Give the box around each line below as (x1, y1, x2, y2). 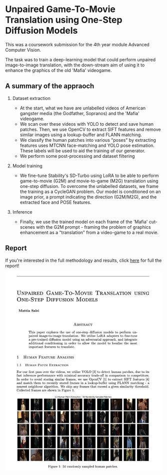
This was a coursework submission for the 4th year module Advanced (5, 41, 150, 47)
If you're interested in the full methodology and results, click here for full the (5, 257, 162, 263)
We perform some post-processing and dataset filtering (19, 153, 135, 159)
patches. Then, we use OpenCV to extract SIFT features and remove (19, 126, 161, 132)
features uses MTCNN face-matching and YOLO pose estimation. (19, 142, 155, 148)
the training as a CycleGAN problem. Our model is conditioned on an (19, 188, 161, 195)
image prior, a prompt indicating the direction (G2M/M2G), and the (19, 194, 157, 200)
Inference (12, 209, 32, 215)
